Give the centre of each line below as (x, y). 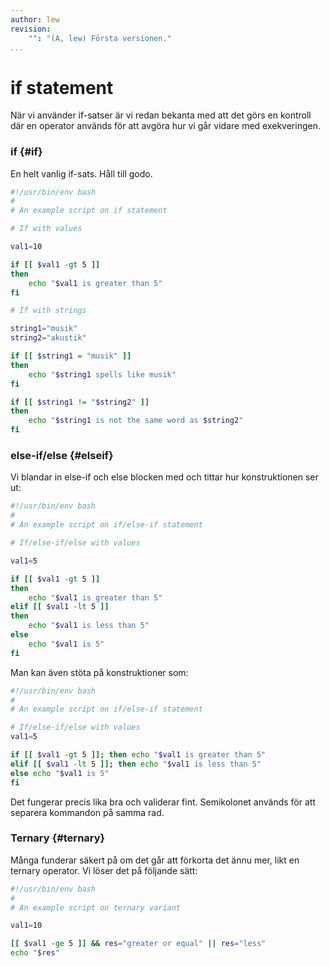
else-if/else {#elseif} (62, 456)
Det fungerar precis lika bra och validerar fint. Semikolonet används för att (163, 802)
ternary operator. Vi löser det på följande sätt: (104, 870)
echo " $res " (35, 953)
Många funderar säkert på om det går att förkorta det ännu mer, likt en (155, 860)
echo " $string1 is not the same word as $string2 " (136, 421)
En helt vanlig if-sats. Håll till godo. (81, 173)
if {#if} (26, 152)
